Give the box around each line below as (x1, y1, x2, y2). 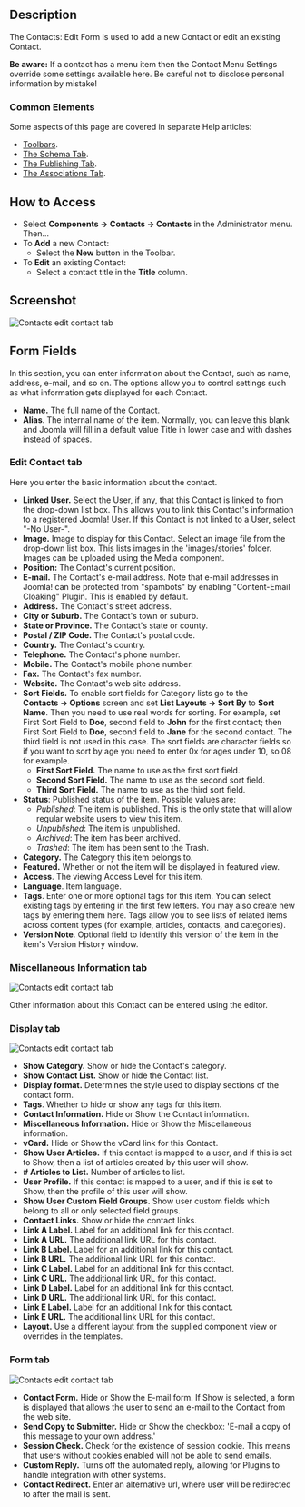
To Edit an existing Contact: (22, 256, 127, 267)
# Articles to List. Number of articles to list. (22, 1167, 186, 1178)
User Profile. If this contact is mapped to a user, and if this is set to (22, 1176, 274, 1187)
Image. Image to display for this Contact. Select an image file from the (22, 533, 286, 544)
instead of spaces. (22, 434, 93, 444)
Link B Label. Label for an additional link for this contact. (22, 1244, 234, 1255)
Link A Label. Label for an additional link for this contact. (22, 1224, 234, 1235)
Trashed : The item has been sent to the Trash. (35, 842, 210, 853)
